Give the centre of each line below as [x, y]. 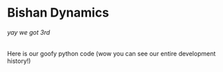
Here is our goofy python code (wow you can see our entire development [111, 54]
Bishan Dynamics [58, 13]
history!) [19, 61]
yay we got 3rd [29, 32]
